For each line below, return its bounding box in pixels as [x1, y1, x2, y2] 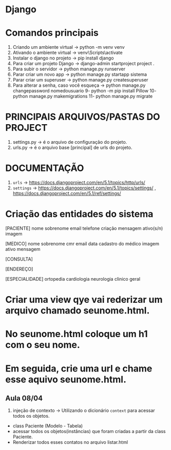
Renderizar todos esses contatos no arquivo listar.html [12, 439, 128, 445]
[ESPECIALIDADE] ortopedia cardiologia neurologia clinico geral [5, 276, 140, 282]
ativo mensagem [5, 246, 41, 252]
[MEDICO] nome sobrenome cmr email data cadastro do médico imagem [5, 240, 159, 247]
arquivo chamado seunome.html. [5, 305, 150, 317]
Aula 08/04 [5, 394, 43, 402]
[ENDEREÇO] [5, 266, 33, 272]
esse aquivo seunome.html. [5, 374, 127, 385]
